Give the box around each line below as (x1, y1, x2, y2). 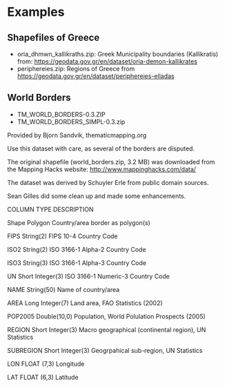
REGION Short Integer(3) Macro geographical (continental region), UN (7, 325, 206, 333)
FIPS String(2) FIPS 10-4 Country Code (7, 232, 119, 240)
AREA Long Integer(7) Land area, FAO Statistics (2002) (7, 298, 164, 307)
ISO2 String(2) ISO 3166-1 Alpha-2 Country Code (7, 245, 146, 253)
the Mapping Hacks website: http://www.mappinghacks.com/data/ (7, 165, 197, 173)
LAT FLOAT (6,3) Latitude (7, 373, 79, 381)
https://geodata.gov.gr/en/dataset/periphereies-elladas (17, 72, 175, 80)
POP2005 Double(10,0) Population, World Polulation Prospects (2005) (7, 312, 206, 320)
